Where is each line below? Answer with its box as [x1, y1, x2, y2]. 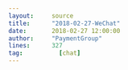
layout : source [8, 11, 74, 20]
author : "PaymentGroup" [8, 34, 103, 43]
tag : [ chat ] [8, 49, 81, 57]
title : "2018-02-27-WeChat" [8, 19, 121, 27]
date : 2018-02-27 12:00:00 [8, 27, 121, 35]
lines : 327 [8, 42, 63, 50]
